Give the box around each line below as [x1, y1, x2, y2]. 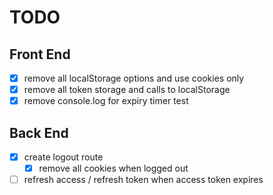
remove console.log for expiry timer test [23, 95, 189, 107]
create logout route [23, 151, 104, 163]
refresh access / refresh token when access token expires [23, 174, 264, 186]
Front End [9, 46, 71, 63]
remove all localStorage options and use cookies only [23, 72, 245, 84]
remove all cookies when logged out [38, 162, 189, 175]
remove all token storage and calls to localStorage [23, 84, 231, 96]
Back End [9, 124, 69, 141]
